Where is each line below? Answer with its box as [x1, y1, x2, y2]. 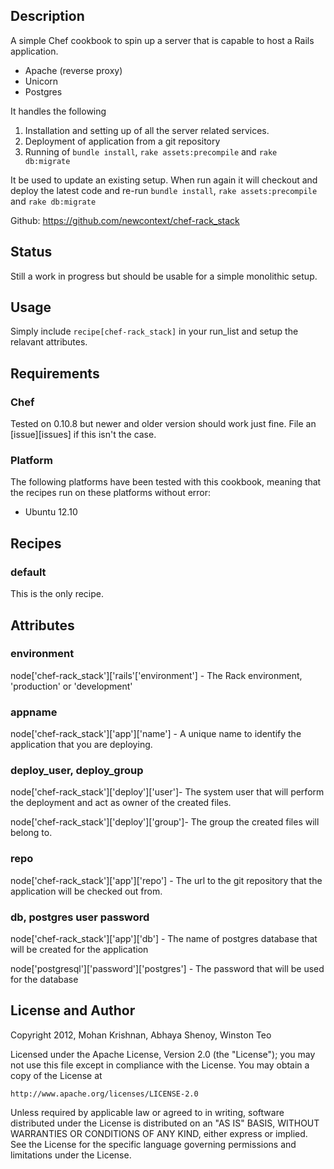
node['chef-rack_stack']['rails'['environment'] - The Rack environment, [10, 669, 303, 681]
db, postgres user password [10, 910, 150, 924]
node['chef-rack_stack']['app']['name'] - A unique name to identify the [10, 728, 302, 740]
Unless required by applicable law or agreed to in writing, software [10, 1106, 285, 1118]
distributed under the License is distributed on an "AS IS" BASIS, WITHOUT [10, 1117, 320, 1129]
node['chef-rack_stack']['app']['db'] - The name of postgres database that [10, 932, 318, 944]
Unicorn [24, 75, 59, 87]
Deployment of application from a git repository [24, 135, 221, 147]
